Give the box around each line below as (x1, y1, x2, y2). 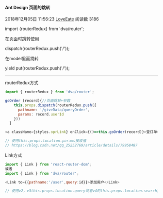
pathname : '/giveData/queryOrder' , (17, 107, 90, 112)
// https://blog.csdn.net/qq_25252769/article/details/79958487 (5, 143, 138, 148)
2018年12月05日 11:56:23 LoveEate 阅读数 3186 (5, 16, 99, 22)
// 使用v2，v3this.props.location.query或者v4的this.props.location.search (5, 188, 157, 194)
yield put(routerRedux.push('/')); (5, 66, 70, 71)
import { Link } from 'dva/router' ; (5, 171, 79, 176)
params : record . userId (17, 112, 64, 116)
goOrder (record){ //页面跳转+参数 (5, 99, 70, 103)
